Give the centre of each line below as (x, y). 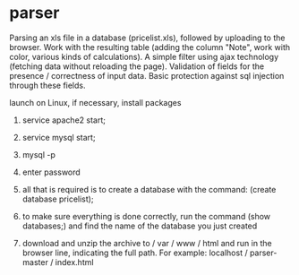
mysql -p (39, 154)
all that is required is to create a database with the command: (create (149, 189)
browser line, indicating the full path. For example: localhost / (135, 253)
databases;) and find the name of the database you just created (140, 226)
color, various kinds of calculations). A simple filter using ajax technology (144, 56)
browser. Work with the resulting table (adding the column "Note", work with (150, 47)
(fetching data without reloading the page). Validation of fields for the (137, 66)
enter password (51, 172)
